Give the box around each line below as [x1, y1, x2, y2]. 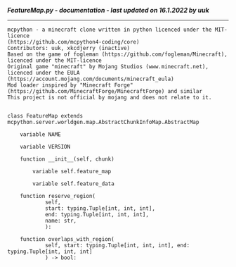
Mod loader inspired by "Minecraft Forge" [7, 82, 133, 89]
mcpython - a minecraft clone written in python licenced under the [7, 26, 212, 33]
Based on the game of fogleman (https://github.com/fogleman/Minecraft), [7, 51, 228, 58]
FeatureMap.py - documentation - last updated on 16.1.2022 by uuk [7, 6, 209, 14]
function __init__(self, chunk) [20, 156, 114, 163]
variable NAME [20, 131, 61, 138]
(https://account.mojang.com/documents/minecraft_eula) [7, 75, 174, 82]
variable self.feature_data [32, 180, 114, 187]
